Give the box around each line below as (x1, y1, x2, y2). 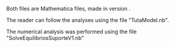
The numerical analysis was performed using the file (6, 28, 137, 35)
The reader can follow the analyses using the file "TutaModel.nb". (6, 17, 169, 23)
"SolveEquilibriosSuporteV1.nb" (6, 35, 84, 41)
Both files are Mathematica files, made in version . (6, 5, 131, 12)
